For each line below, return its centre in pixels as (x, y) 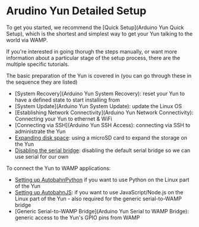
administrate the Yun (40, 131)
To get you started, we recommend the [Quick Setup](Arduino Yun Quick (95, 27)
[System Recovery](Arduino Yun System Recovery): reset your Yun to (100, 93)
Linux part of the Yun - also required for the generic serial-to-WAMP (98, 198)
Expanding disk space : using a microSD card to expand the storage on (101, 137)
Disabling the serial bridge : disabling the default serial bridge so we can (102, 150)
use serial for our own (42, 156)
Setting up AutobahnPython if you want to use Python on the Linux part (102, 179)
